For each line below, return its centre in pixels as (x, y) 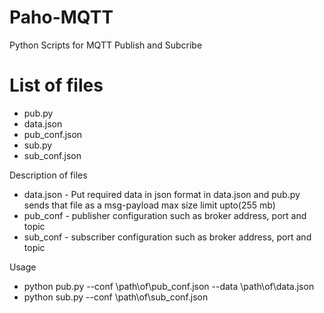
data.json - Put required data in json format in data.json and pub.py (162, 194)
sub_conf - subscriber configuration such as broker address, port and (167, 237)
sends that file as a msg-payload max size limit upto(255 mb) (149, 205)
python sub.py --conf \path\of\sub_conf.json (116, 297)
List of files (56, 85)
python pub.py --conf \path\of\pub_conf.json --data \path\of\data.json (169, 286)
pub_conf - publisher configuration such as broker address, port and (165, 215)
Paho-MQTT (61, 17)
